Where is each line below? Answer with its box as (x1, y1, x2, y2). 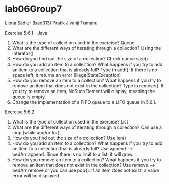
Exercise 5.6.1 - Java (5, 29, 48, 36)
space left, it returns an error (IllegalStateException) (12, 72, 121, 78)
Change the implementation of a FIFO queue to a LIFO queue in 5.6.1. (12, 99, 156, 105)
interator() (12, 50, 34, 56)
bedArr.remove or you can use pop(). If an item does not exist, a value (12, 167, 159, 173)
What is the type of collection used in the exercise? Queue (12, 39, 135, 46)
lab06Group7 (5, 3, 62, 15)
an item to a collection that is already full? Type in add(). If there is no (12, 67, 157, 73)
